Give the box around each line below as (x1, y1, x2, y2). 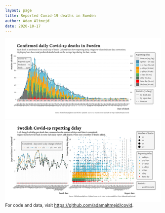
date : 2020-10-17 (5, 24, 41, 29)
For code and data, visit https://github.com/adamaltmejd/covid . (5, 202, 134, 208)
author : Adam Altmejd (5, 18, 50, 23)
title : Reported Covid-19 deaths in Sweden (5, 13, 96, 18)
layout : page (5, 8, 32, 13)
